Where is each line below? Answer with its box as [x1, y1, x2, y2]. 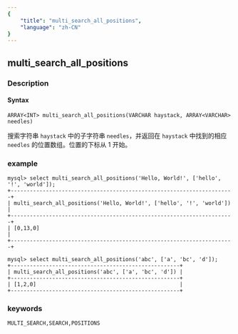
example [7, 158, 38, 168]
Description [7, 78, 49, 88]
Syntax [7, 96, 29, 104]
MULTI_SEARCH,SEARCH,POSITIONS [7, 320, 100, 327]
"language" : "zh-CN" [20, 24, 81, 31]
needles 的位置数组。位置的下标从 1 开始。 [7, 140, 132, 148]
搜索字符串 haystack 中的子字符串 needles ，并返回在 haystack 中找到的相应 [7, 131, 227, 140]
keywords [7, 303, 43, 313]
